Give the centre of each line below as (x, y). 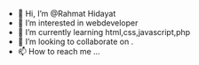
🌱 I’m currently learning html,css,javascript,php (104, 32)
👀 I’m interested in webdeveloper (78, 23)
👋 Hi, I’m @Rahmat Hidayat (67, 14)
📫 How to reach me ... (59, 51)
